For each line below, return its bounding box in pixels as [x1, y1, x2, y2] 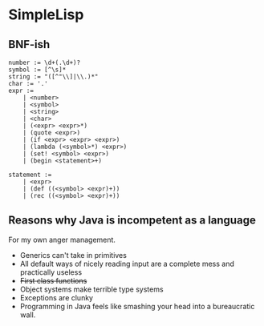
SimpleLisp [8, 6, 84, 24]
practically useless [19, 267, 83, 277]
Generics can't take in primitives [19, 250, 127, 260]
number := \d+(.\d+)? [8, 58, 81, 66]
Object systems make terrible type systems [19, 284, 164, 294]
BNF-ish [8, 38, 51, 51]
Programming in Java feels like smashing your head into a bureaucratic [19, 301, 255, 311]
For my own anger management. [8, 235, 116, 244]
